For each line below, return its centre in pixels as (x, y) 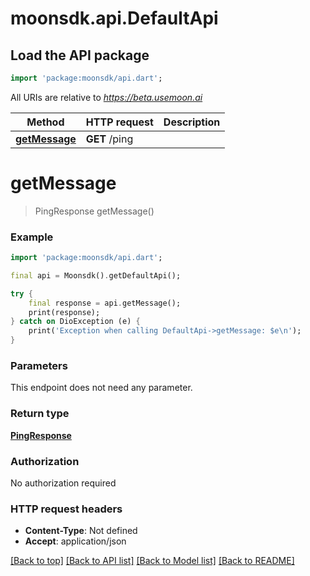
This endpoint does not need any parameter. (101, 388)
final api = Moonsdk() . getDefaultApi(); (96, 275)
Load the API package (80, 55)
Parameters (39, 366)
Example (32, 237)
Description (192, 122)
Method (45, 122)
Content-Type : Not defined (81, 531)
